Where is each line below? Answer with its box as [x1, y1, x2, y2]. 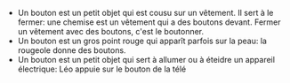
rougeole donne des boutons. [17, 45, 126, 56]
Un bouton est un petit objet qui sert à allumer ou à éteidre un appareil [17, 55, 276, 64]
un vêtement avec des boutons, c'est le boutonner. [17, 26, 205, 36]
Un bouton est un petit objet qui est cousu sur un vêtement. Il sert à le [17, 8, 274, 18]
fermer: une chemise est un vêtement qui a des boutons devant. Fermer [17, 17, 281, 27]
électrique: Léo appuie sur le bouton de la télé [17, 64, 187, 74]
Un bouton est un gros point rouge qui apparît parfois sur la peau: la [17, 35, 267, 46]
